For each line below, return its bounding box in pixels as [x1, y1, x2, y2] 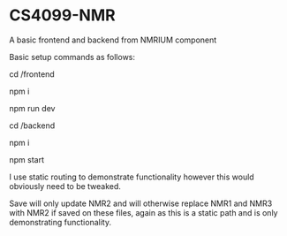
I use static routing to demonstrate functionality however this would [9, 171, 254, 182]
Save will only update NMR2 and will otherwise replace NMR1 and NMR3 [9, 198, 273, 209]
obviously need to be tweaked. [9, 180, 122, 191]
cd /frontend [9, 68, 55, 80]
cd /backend [9, 120, 56, 131]
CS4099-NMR [9, 5, 117, 26]
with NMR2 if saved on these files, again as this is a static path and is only [9, 207, 278, 217]
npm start [9, 154, 45, 164]
